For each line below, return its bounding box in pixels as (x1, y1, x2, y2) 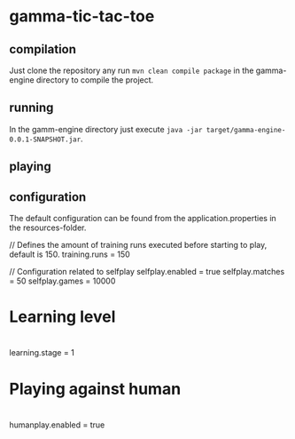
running (9, 100, 54, 116)
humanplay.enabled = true (9, 419, 105, 430)
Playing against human (9, 379, 182, 399)
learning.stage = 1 (9, 347, 75, 358)
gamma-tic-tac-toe (9, 6, 155, 27)
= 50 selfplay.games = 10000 (9, 275, 116, 286)
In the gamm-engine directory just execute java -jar (9, 124, 203, 134)
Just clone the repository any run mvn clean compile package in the (9, 65, 254, 76)
